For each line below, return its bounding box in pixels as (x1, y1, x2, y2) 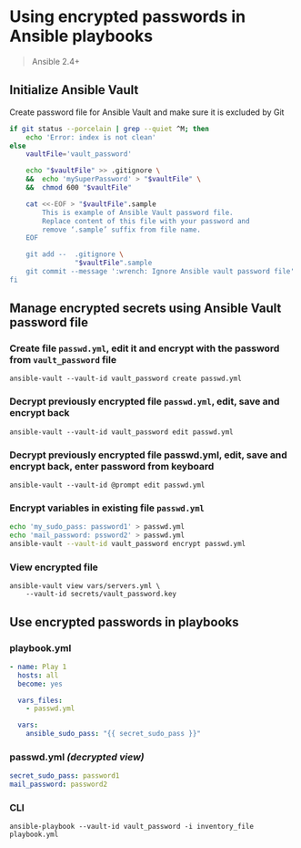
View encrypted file (9, 561, 98, 574)
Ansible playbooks (9, 26, 154, 47)
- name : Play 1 (9, 662, 67, 671)
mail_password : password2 (9, 780, 107, 790)
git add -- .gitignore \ (25, 250, 125, 259)
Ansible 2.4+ (31, 56, 80, 67)
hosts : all (17, 670, 59, 680)
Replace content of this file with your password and (42, 216, 250, 225)
